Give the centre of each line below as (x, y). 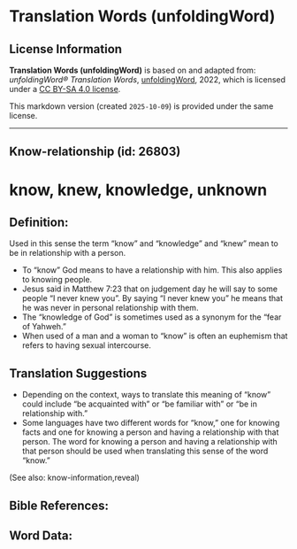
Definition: (39, 222)
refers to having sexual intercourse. (87, 345)
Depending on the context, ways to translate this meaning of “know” (146, 395)
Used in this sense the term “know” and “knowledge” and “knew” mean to (144, 244)
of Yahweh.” (44, 327)
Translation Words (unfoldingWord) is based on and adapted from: (133, 70)
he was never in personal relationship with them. (110, 308)
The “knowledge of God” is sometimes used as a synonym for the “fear (152, 317)
